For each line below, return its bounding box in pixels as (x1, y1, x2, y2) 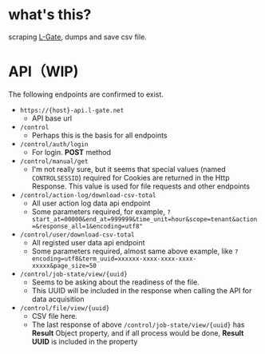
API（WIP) (8, 62, 79, 81)
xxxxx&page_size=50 (31, 261, 97, 269)
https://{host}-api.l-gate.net (19, 106, 125, 114)
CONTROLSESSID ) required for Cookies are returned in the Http (31, 173, 230, 182)
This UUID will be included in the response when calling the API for (31, 285, 252, 295)
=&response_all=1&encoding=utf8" (31, 222, 144, 230)
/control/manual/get (19, 157, 89, 165)
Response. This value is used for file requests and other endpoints (31, 181, 250, 191)
